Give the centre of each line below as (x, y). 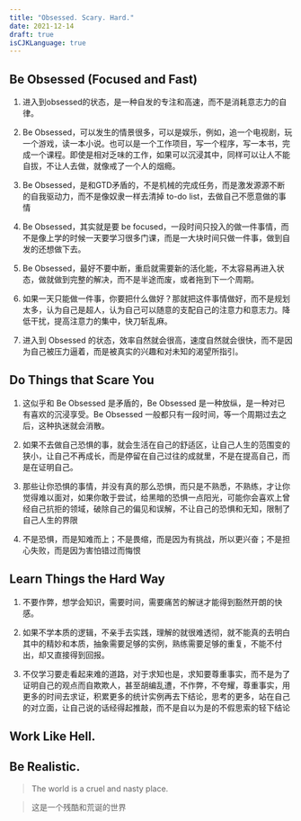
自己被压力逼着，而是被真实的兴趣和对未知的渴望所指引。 (137, 352)
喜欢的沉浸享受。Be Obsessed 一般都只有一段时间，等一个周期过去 (155, 414)
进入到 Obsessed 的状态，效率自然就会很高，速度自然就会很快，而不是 (154, 340)
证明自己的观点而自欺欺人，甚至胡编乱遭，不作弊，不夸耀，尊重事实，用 (156, 685)
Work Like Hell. (53, 737)
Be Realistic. (45, 767)
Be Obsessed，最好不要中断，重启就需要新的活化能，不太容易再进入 (149, 268)
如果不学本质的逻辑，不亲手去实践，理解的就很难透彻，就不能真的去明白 (156, 632)
